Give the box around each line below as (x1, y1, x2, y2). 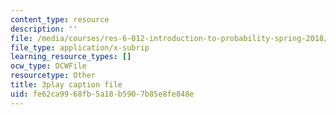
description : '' (10, 24, 78, 34)
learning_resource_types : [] (10, 52, 132, 62)
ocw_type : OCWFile (10, 61, 87, 71)
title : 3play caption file (10, 80, 123, 90)
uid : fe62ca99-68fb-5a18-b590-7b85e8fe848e (10, 89, 195, 99)
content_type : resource (10, 14, 110, 25)
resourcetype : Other (10, 71, 97, 81)
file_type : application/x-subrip (10, 42, 150, 53)
